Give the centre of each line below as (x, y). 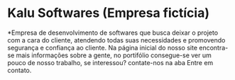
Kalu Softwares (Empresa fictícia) (108, 13)
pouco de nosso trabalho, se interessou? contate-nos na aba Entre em (110, 62)
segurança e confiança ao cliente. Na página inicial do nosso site (102, 47)
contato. (20, 70)
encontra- (213, 47)
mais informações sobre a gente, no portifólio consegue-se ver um (114, 55)
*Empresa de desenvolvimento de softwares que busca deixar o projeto (113, 33)
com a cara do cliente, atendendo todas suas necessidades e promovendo (116, 40)
